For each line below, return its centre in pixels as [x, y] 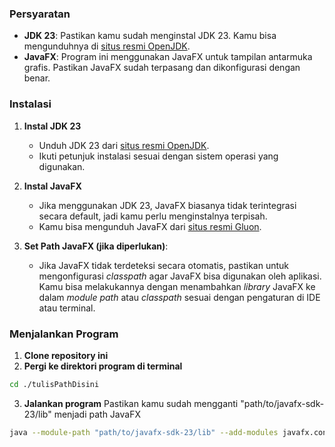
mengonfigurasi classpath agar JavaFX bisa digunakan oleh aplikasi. [180, 276]
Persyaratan [40, 14]
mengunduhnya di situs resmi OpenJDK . [107, 46]
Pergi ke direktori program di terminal [103, 366]
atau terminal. [67, 308]
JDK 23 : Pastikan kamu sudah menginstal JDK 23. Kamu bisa [150, 36]
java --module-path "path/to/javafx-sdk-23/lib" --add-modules [144, 432]
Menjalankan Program [64, 334]
